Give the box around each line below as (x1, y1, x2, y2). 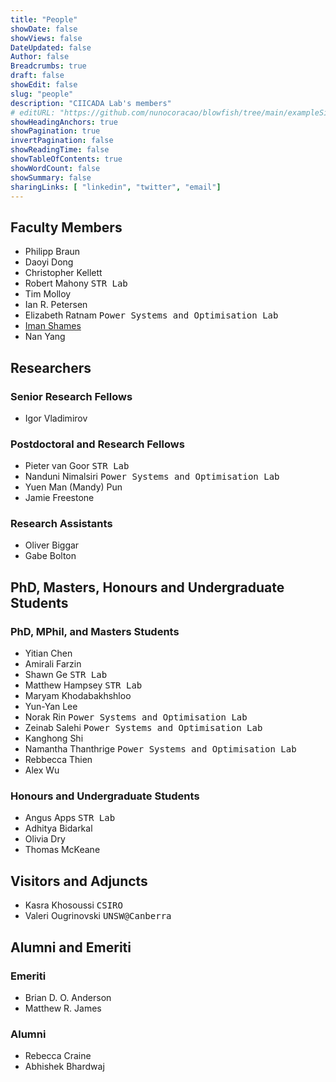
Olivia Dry (24, 833, 66, 845)
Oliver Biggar (24, 539, 80, 551)
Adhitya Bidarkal (24, 822, 93, 835)
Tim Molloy (24, 288, 72, 300)
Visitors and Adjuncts (10, 872, 148, 890)
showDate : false (10, 24, 78, 34)
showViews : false (10, 33, 83, 43)
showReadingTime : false (10, 145, 110, 155)
